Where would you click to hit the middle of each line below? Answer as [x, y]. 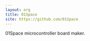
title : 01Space [21, 14]
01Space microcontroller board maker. [45, 33]
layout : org [18, 10]
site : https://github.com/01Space [42, 19]
